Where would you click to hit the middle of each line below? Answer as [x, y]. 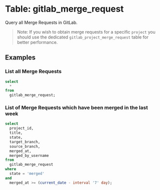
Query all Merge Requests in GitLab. [41, 22]
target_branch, [25, 142]
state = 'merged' [27, 174]
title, [16, 133]
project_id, [22, 128]
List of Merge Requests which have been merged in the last [77, 108]
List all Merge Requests [33, 72]
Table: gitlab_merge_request [64, 9]
